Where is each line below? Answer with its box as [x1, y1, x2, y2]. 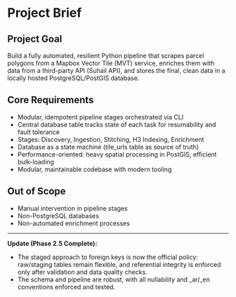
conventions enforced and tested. [17, 282, 116, 291]
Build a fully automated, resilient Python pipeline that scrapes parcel [7, 51, 204, 60]
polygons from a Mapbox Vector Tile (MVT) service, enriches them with [7, 59, 215, 67]
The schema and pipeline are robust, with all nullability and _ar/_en [17, 275, 211, 284]
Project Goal [7, 33, 63, 45]
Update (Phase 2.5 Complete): [7, 239, 98, 247]
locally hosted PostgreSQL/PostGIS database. [7, 74, 140, 82]
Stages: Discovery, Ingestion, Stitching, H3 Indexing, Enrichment [17, 135, 204, 143]
